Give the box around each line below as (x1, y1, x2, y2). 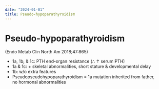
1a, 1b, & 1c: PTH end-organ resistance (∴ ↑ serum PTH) (12, 58, 125, 64)
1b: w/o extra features (12, 69, 56, 75)
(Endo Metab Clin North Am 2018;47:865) (5, 49, 89, 55)
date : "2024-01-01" (5, 7, 45, 12)
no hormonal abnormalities (12, 79, 66, 85)
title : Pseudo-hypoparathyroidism (5, 12, 76, 17)
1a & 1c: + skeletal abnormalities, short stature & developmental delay (12, 64, 151, 69)
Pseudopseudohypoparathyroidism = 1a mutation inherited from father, (12, 74, 155, 80)
